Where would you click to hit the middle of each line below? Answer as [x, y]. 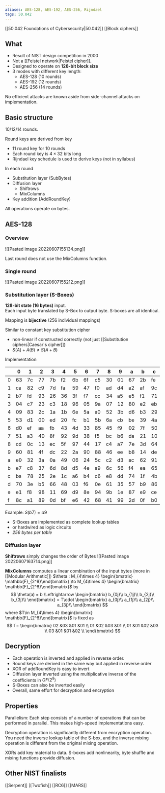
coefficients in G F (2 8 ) [34, 680]
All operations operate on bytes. [38, 209]
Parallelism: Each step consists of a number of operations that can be [75, 717]
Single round [21, 271]
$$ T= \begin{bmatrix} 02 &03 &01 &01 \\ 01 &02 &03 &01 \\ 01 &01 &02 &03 [82, 625]
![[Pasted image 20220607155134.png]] [45, 249]
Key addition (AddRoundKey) [41, 199]
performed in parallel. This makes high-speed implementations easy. [74, 723]
